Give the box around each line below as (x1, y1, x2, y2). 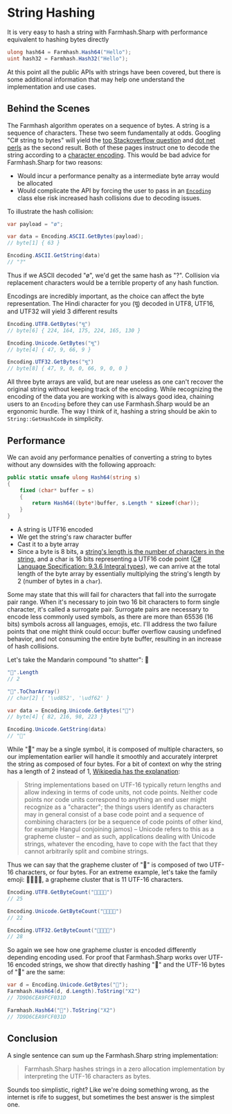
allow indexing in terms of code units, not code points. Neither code (24, 788, 218, 796)
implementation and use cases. (7, 82, 96, 91)
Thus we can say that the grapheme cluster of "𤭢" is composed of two (7, 860, 208, 869)
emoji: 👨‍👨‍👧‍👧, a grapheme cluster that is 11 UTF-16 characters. (7, 876, 184, 884)
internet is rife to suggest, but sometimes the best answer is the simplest (7, 1092, 215, 1101)
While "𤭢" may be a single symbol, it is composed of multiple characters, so (7, 745, 224, 753)
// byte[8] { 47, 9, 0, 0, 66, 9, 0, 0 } (7, 365, 129, 372)
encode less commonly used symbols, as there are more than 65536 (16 (7, 613, 213, 621)
